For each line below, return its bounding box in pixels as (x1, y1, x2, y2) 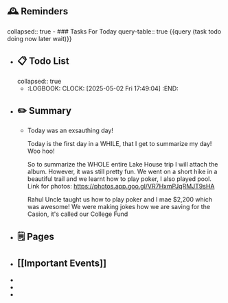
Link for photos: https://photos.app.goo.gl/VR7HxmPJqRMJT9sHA (27, 182, 215, 191)
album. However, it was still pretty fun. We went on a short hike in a (27, 167, 218, 176)
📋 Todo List (16, 56, 70, 67)
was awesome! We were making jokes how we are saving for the (27, 203, 211, 211)
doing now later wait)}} (7, 34, 72, 43)
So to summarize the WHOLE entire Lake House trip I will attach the (27, 160, 218, 169)
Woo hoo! (27, 147, 55, 156)
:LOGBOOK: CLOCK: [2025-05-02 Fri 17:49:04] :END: (27, 84, 179, 93)
